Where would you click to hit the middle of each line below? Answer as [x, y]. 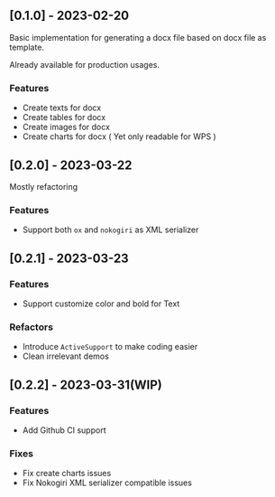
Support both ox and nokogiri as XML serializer [110, 230]
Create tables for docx [64, 117]
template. [27, 47]
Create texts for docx [62, 108]
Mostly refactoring [44, 186]
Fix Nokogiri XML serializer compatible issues [107, 483]
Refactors [32, 327]
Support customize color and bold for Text [101, 304]
